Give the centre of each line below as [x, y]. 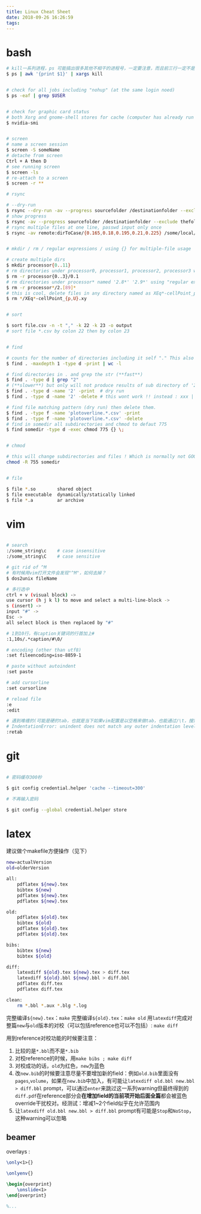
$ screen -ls [22, 172]
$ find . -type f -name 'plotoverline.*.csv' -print [73, 413]
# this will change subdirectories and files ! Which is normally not [96, 457]
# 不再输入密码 [22, 799]
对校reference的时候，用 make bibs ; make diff [73, 1058]
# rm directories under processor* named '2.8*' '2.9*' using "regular [97, 282]
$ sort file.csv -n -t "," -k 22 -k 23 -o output [69, 326]
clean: [14, 1000]
